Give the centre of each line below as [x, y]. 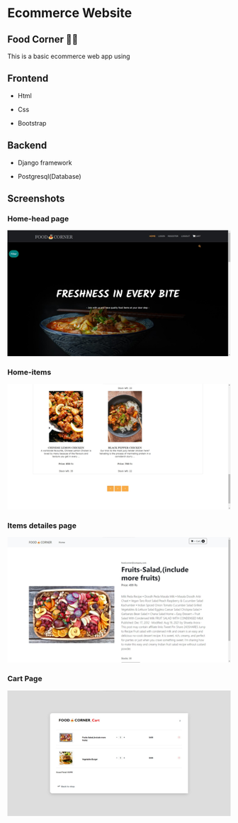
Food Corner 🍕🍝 [43, 39]
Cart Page [25, 679]
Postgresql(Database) [49, 176]
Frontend [28, 78]
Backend [27, 146]
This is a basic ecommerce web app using [69, 56]
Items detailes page [42, 525]
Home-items [29, 372]
